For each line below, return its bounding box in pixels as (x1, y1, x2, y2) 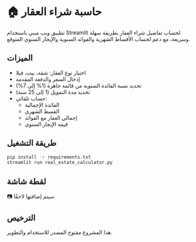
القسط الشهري (24, 107, 60, 115)
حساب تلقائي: (15, 94, 47, 102)
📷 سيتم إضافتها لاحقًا (7, 193, 55, 200)
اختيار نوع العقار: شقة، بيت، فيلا (15, 69, 87, 76)
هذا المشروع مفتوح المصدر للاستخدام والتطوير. (7, 228, 113, 236)
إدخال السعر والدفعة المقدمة (15, 75, 80, 82)
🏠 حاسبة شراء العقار (7, 5, 102, 19)
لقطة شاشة (7, 176, 47, 186)
